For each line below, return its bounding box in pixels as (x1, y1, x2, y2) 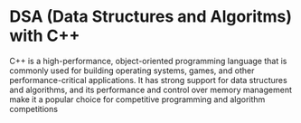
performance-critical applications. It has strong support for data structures (9, 74, 287, 85)
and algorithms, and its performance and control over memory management (9, 84, 292, 95)
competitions (9, 103, 59, 114)
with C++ (9, 25, 80, 46)
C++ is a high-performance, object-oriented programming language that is (9, 55, 287, 66)
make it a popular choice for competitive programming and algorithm (9, 93, 266, 105)
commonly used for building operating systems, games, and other (9, 65, 255, 76)
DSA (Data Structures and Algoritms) (9, 6, 292, 27)
